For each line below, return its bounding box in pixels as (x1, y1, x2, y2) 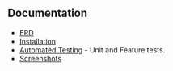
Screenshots (19, 53, 62, 63)
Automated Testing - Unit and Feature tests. (19, 44, 166, 55)
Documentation (7, 6, 88, 20)
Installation (19, 36, 57, 46)
